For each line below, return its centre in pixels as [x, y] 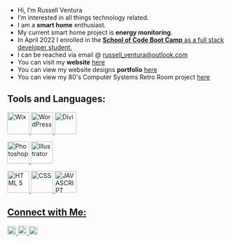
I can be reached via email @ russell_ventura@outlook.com [102, 55]
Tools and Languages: [57, 99]
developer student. [44, 47]
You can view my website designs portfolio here [87, 70]
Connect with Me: [47, 213]
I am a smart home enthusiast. [62, 25]
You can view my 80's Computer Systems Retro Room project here [113, 77]
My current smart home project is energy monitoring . [95, 32]
